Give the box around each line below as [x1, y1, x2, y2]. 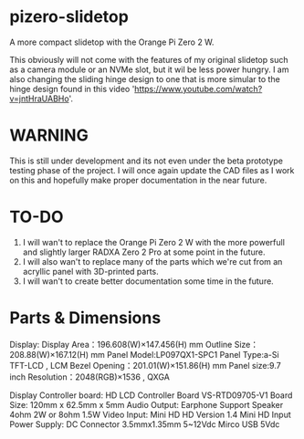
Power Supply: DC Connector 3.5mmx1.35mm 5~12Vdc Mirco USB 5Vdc [9, 418, 280, 430]
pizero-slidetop [9, 6, 130, 27]
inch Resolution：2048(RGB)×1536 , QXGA [9, 371, 171, 382]
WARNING [9, 125, 89, 146]
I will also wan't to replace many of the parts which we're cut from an [22, 256, 283, 267]
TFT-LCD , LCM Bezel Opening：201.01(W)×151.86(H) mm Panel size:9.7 [9, 360, 281, 371]
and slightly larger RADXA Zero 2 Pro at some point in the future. [22, 246, 266, 257]
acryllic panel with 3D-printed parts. [22, 266, 160, 277]
